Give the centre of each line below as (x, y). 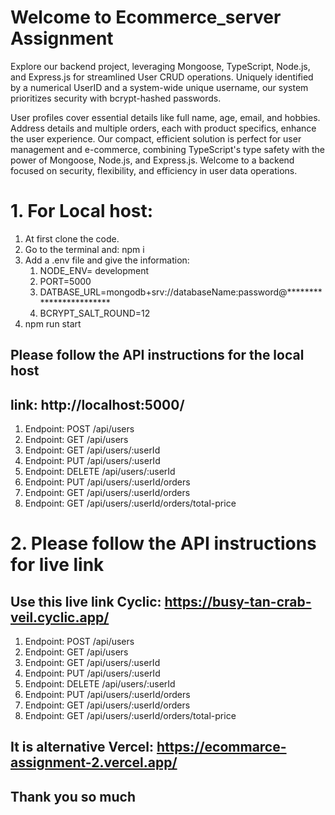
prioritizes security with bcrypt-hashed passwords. (116, 98)
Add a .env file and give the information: (107, 260)
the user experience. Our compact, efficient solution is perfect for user (156, 138)
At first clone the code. (72, 238)
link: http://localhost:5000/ (97, 404)
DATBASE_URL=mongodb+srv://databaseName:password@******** (181, 292)
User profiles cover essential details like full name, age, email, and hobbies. (165, 117)
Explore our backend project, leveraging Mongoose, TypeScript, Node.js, (160, 66)
